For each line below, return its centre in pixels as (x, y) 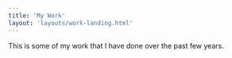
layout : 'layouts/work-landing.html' (71, 23)
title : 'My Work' (37, 15)
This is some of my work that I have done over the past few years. (116, 45)
